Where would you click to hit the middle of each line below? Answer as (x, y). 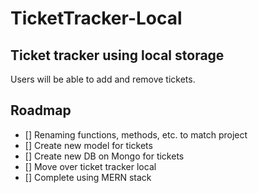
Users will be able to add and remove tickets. (103, 79)
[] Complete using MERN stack (88, 177)
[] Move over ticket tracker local (90, 166)
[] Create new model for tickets (88, 145)
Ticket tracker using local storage (117, 55)
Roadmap (41, 110)
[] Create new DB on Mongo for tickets (104, 156)
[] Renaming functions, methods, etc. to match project (136, 134)
